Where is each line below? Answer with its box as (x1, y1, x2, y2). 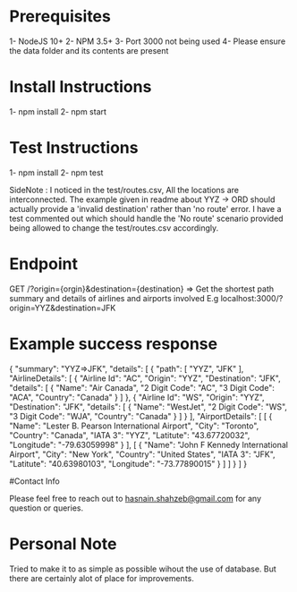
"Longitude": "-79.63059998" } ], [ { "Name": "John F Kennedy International (9, 439, 289, 450)
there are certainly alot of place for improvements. (9, 572, 194, 583)
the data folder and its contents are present (9, 45, 169, 55)
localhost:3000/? (220, 292, 284, 303)
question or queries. (9, 503, 83, 513)
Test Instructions (9, 138, 139, 158)
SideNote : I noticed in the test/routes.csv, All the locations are (9, 184, 240, 195)
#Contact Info (9, 476, 60, 486)
